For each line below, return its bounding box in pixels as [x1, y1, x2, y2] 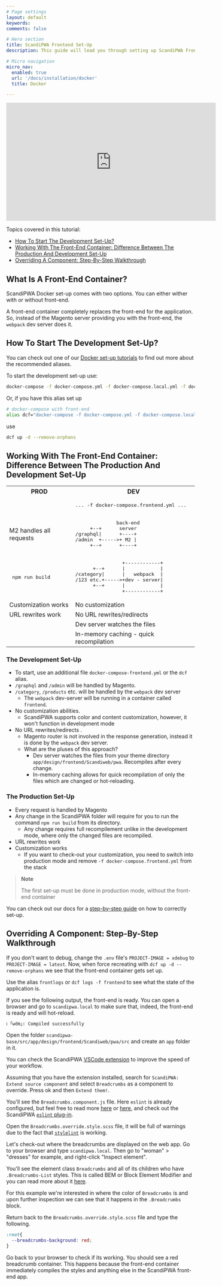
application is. [6, 985, 41, 992]
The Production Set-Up [6, 792, 75, 801]
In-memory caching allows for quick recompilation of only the [32, 771, 185, 778]
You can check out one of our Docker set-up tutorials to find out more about [6, 354, 194, 361]
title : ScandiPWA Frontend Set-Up [6, 42, 93, 48]
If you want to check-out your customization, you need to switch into [23, 851, 193, 858]
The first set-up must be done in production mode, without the [20, 887, 175, 894]
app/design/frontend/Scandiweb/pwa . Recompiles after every [32, 758, 181, 765]
